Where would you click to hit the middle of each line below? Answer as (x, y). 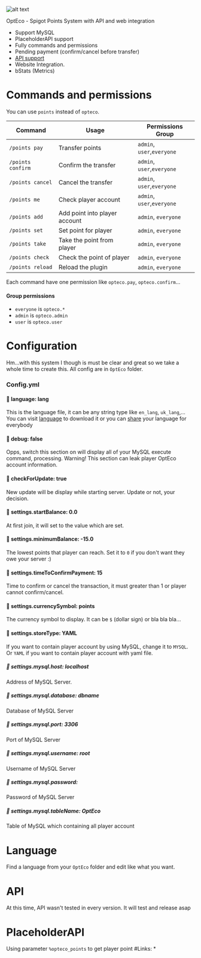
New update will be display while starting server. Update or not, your (91, 492)
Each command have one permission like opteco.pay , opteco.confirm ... (93, 282)
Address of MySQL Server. (39, 682)
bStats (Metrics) (35, 71)
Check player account (89, 199)
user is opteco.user (39, 322)
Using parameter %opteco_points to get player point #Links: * (81, 949)
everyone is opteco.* (40, 309)
